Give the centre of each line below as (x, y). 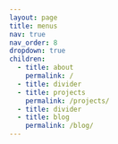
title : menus (34, 26)
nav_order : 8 (34, 42)
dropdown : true (38, 51)
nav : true (28, 34)
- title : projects (52, 92)
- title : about (46, 68)
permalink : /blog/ (59, 126)
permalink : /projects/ (67, 101)
